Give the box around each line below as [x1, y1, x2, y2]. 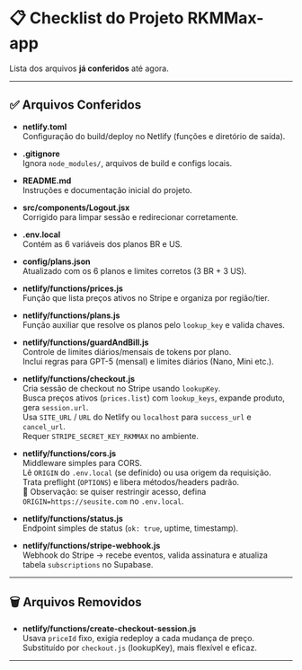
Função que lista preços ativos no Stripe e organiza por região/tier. [22, 292, 270, 303]
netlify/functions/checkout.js [22, 373, 136, 383]
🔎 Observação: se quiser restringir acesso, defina [22, 486, 207, 497]
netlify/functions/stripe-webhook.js [22, 540, 161, 551]
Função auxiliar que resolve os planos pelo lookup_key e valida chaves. [22, 319, 286, 330]
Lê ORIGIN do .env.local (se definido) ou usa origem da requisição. [22, 467, 271, 478]
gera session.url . [22, 401, 89, 412]
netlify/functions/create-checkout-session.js [22, 622, 197, 634]
